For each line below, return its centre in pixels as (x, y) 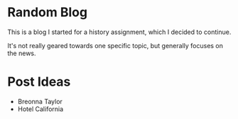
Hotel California (40, 109)
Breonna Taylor (40, 101)
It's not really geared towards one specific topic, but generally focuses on (115, 45)
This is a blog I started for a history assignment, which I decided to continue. (119, 32)
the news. (22, 53)
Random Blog (47, 12)
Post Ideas (39, 82)
